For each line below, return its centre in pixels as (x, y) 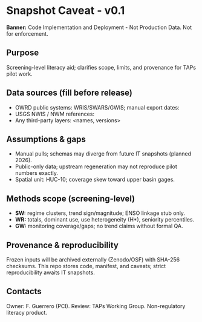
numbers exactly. (37, 173)
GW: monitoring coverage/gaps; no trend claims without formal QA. (99, 226)
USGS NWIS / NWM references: (55, 114)
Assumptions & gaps (46, 139)
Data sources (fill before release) (70, 93)
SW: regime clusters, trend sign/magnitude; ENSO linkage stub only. (100, 213)
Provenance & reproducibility (63, 245)
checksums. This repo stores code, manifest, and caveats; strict (86, 266)
